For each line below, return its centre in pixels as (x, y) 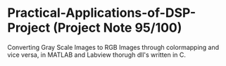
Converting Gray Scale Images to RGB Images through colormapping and (113, 47)
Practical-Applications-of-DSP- (102, 13)
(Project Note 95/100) (117, 28)
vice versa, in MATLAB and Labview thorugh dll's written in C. (97, 55)
